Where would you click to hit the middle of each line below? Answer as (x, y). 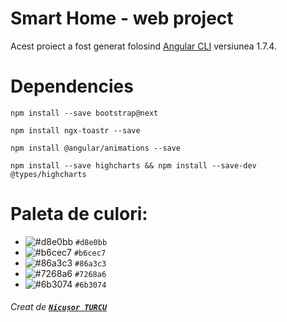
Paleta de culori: (79, 214)
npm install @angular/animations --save (96, 148)
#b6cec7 (90, 253)
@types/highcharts (48, 174)
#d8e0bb (91, 242)
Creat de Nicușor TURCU (59, 307)
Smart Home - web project (122, 18)
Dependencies (72, 86)
